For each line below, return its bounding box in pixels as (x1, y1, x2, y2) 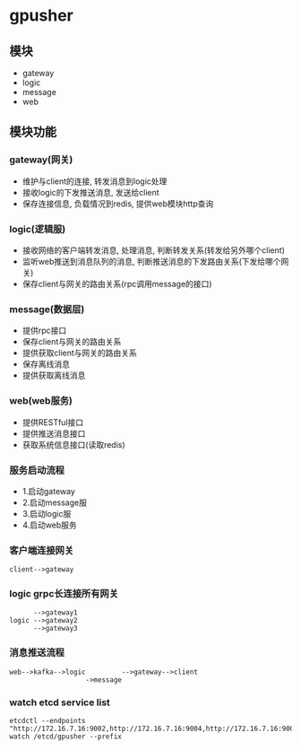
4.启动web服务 (21, 519, 78, 530)
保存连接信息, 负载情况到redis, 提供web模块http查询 (21, 198, 214, 209)
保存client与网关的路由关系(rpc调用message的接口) (21, 278, 212, 289)
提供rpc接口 (21, 325, 67, 336)
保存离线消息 (21, 359, 70, 370)
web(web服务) (9, 395, 73, 407)
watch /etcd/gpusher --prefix (9, 732, 123, 741)
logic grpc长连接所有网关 (9, 588, 119, 600)
